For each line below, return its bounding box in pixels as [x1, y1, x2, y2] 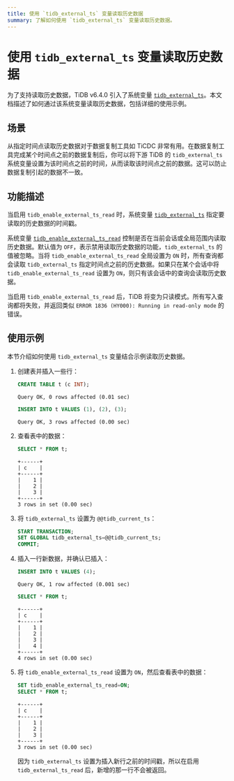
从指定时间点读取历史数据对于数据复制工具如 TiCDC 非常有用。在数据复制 [7, 142, 219, 150]
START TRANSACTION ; [17, 528, 75, 535]
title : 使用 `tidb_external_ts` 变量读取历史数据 [7, 10, 144, 17]
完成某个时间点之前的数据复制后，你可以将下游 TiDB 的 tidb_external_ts [13, 151, 223, 159]
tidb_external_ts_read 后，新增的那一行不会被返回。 [17, 766, 171, 774]
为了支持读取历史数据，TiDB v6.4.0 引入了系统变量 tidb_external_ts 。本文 [7, 91, 223, 99]
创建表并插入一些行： [17, 367, 79, 375]
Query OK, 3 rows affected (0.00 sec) [17, 418, 130, 425]
